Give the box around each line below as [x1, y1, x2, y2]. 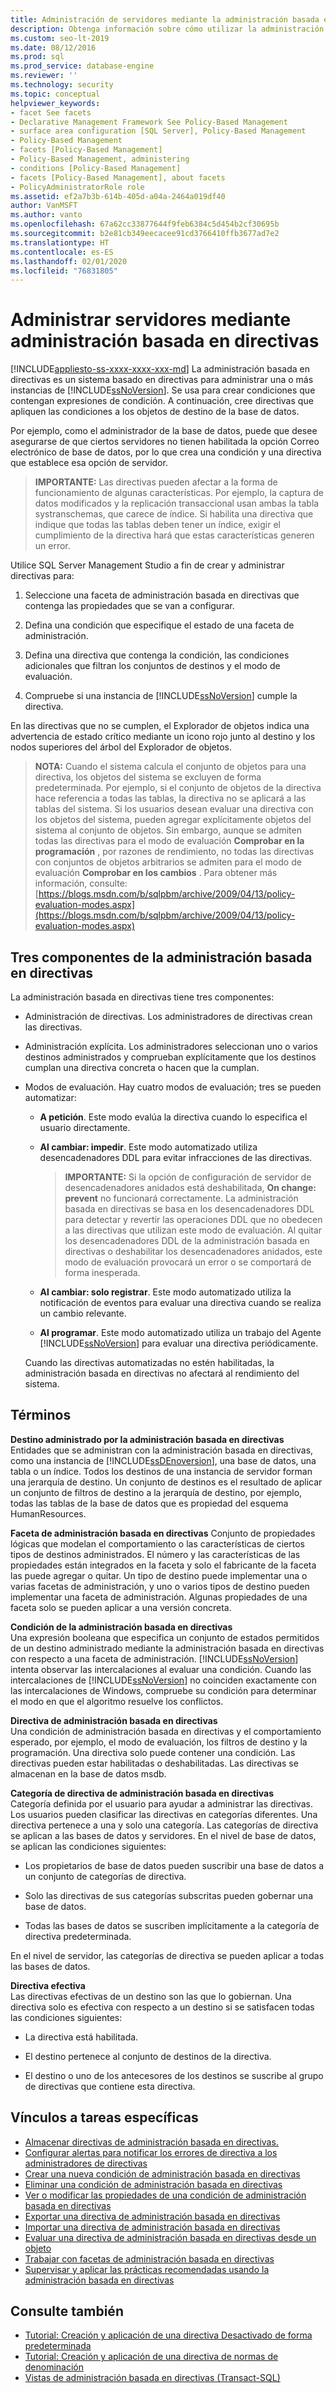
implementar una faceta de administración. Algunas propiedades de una [10, 1591, 308, 1603]
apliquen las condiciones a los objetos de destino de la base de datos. [10, 406, 300, 418]
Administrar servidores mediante [10, 309, 292, 331]
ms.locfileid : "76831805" [10, 266, 118, 276]
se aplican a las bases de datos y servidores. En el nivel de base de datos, [10, 1829, 317, 1841]
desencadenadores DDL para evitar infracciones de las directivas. [39, 1152, 313, 1163]
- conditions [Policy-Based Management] [10, 163, 182, 173]
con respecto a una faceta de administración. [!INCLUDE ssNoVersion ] [10, 1652, 299, 1665]
